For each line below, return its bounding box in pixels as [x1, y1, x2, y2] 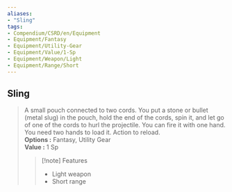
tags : [7, 23, 23, 30]
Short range [51, 177, 87, 186]
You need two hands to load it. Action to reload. [24, 128, 161, 136]
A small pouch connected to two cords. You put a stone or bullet [24, 106, 208, 115]
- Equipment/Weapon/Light [7, 56, 82, 63]
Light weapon [51, 170, 92, 178]
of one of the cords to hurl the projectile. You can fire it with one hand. [24, 121, 226, 129]
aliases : [7, 10, 33, 17]
